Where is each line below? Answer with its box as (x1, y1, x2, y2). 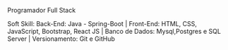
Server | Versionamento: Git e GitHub (7, 35, 115, 43)
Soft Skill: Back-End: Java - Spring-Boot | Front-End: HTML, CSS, (7, 20, 198, 27)
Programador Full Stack (7, 6, 76, 14)
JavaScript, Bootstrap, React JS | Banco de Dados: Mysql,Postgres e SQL (7, 27, 221, 35)
